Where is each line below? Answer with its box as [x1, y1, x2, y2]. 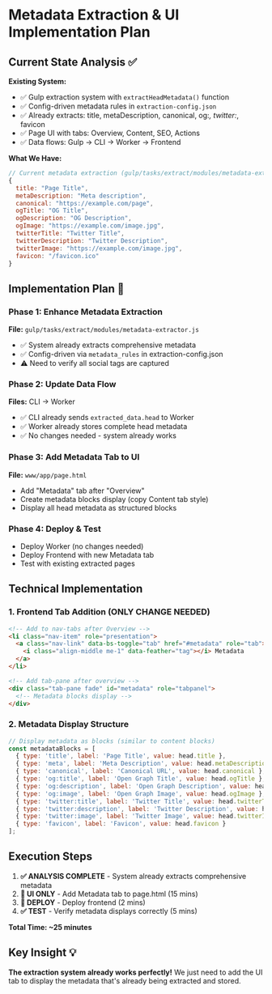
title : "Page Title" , [15, 184, 89, 192]
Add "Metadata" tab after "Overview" [19, 486, 145, 495]
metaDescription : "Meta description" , [15, 192, 147, 200]
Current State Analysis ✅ [8, 55, 138, 69]
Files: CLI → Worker [8, 397, 75, 406]
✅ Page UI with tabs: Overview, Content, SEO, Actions [19, 128, 201, 138]
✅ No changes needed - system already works [19, 431, 176, 440]
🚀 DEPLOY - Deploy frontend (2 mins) [19, 897, 146, 907]
